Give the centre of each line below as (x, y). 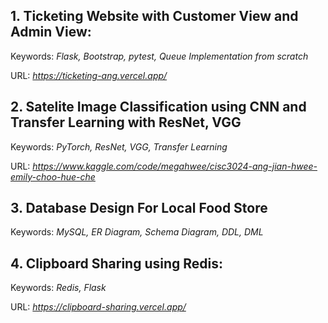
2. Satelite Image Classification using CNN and (158, 107)
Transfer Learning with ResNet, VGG (126, 122)
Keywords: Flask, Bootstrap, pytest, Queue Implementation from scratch (159, 56)
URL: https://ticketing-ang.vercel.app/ (89, 75)
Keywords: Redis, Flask (58, 288)
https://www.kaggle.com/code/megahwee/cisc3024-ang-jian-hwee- (175, 166)
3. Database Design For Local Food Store (139, 208)
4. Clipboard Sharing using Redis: (117, 263)
